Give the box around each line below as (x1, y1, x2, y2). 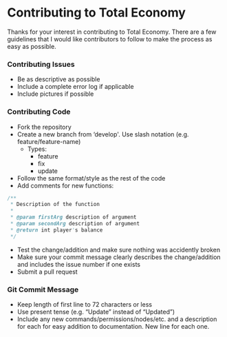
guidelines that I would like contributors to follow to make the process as (7, 34, 213, 43)
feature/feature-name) (17, 137, 81, 145)
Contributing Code (7, 107, 71, 116)
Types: (27, 145, 47, 153)
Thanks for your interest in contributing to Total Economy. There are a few (7, 28, 217, 36)
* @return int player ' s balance (10, 226, 103, 234)
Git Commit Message (7, 285, 79, 294)
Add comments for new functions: (17, 181, 114, 190)
